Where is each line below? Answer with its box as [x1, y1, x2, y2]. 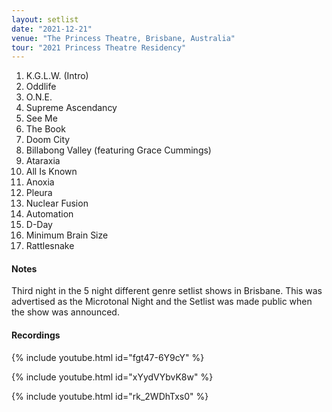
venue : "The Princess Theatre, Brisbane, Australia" [11, 33, 236, 43]
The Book [25, 123, 66, 135]
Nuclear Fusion [25, 197, 89, 210]
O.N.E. [25, 91, 53, 103]
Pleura [25, 187, 53, 199]
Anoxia [25, 176, 55, 188]
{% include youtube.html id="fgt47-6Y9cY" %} [11, 351, 205, 363]
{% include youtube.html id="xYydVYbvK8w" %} [11, 371, 214, 383]
